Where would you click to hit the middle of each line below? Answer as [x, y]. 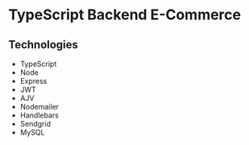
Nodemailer [39, 107]
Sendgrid [35, 124]
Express [33, 81]
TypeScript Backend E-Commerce [125, 15]
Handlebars [39, 115]
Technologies [44, 45]
